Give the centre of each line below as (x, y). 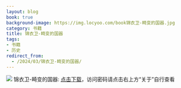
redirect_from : (25, 56)
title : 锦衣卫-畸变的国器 (35, 34)
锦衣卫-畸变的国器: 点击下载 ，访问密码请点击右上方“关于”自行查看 (94, 79)
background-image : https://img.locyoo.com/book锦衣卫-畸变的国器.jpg (91, 23)
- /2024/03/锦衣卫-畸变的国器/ (47, 61)
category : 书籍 (24, 28)
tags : (13, 39)
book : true (20, 17)
